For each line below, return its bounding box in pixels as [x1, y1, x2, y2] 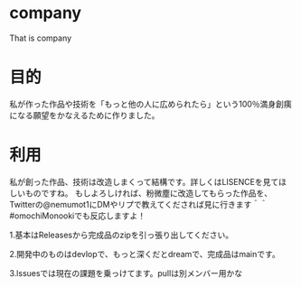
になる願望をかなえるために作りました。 [9, 109, 160, 120]
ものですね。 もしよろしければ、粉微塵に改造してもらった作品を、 [24, 188, 273, 199]
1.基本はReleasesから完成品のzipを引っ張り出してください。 [9, 229, 234, 240]
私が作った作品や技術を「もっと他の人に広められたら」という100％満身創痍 [9, 98, 292, 109]
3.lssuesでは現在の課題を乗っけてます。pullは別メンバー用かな [9, 267, 242, 278]
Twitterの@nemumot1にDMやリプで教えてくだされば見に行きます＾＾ [9, 199, 268, 209]
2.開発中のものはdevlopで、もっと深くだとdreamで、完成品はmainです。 [9, 248, 280, 259]
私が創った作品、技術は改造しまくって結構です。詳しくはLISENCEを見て [9, 176, 279, 187]
